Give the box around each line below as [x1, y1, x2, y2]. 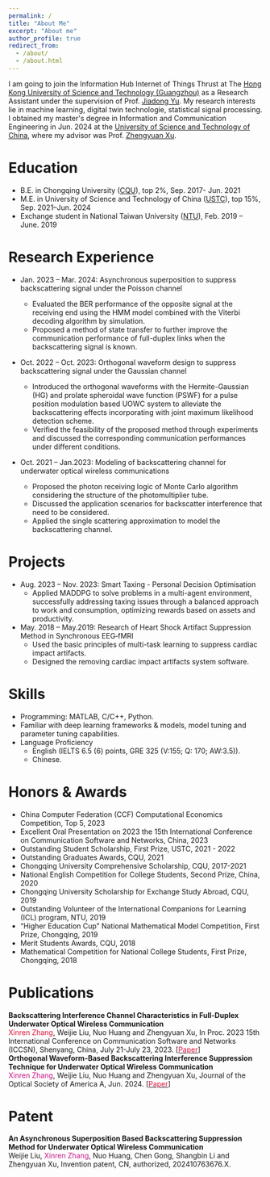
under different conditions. [31, 442, 121, 451]
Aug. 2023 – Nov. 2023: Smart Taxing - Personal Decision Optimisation [19, 579, 256, 589]
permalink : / [8, 11, 52, 20]
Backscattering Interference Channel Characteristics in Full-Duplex [8, 1010, 239, 1020]
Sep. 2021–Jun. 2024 [19, 203, 91, 212]
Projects [8, 552, 66, 571]
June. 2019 [19, 220, 58, 229]
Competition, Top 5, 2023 [19, 818, 106, 827]
